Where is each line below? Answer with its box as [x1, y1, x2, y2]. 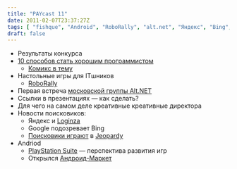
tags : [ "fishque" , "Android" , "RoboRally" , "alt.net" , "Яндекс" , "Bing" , [7, 23, 232, 30]
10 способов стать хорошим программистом [17, 57, 154, 65]
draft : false [7, 30, 46, 37]
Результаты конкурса [17, 49, 83, 58]
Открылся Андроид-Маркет [28, 154, 112, 163]
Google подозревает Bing [28, 124, 104, 132]
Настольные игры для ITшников [17, 72, 114, 80]
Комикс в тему [28, 64, 73, 73]
